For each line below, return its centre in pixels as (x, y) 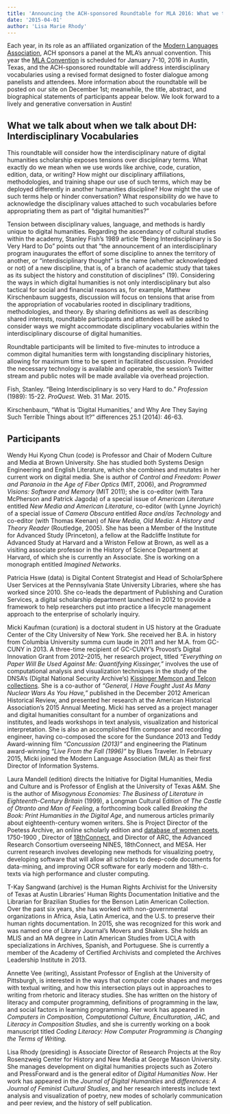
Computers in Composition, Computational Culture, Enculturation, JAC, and (114, 1017)
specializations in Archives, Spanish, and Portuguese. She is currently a (108, 945)
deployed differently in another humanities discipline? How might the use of (114, 189)
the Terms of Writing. (37, 1039)
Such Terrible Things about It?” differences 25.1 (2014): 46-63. (95, 417)
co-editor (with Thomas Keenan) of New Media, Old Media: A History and (111, 521)
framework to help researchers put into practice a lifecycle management (109, 607)
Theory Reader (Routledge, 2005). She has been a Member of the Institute (112, 528)
